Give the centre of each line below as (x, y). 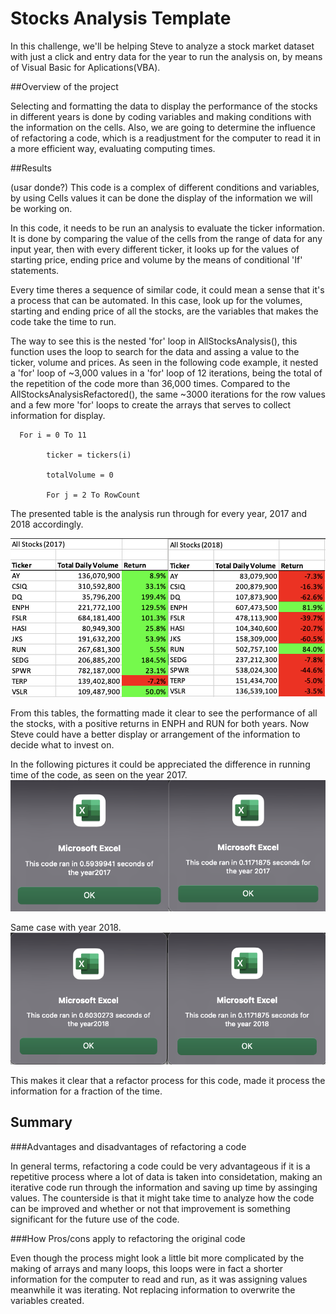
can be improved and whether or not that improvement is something (150, 1208)
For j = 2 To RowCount (93, 495)
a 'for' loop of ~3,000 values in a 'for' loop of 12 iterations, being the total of (166, 373)
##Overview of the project (64, 86)
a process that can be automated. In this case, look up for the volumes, (156, 300)
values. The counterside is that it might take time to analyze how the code (162, 1198)
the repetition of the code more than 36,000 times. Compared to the (150, 383)
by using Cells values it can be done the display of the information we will (161, 198)
